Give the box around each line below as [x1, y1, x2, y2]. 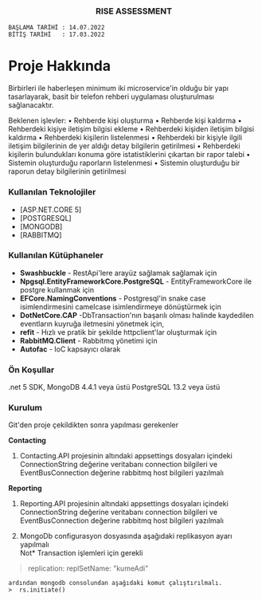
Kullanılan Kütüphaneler [8, 249, 104, 261]
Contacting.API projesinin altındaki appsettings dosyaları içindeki [19, 451, 233, 461]
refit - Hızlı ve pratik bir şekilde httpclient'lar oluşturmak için [19, 327, 217, 336]
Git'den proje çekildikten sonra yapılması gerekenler [8, 420, 179, 430]
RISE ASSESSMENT [95, 6, 173, 17]
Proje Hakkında [8, 57, 111, 75]
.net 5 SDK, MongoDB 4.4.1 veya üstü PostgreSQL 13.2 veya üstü [8, 383, 221, 392]
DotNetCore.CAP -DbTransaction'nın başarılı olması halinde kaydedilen [19, 310, 254, 320]
